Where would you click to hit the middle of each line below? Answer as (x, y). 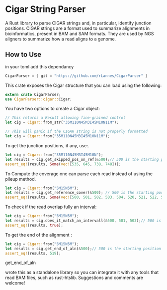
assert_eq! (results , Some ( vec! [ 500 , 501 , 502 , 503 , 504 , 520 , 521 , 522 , (82, 197)
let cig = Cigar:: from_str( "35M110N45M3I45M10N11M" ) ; (62, 123)
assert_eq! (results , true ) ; (34, 225)
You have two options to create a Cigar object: (53, 109)
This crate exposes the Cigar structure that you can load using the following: (83, 85)
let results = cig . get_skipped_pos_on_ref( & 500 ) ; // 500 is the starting (82, 159)
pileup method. (21, 179)
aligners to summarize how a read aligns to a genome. (61, 39)
